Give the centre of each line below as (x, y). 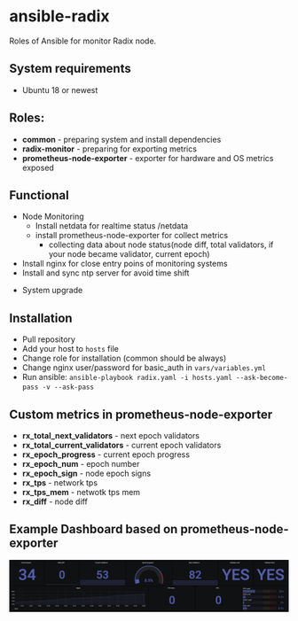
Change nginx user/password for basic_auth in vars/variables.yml (144, 368)
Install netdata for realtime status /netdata (112, 226)
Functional (39, 195)
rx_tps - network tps (60, 483)
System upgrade (52, 291)
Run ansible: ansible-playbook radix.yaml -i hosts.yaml (127, 377)
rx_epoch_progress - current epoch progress (106, 454)
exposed (38, 167)
